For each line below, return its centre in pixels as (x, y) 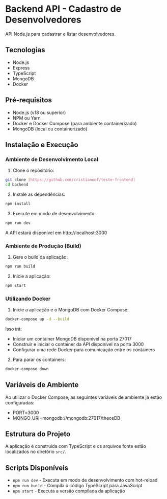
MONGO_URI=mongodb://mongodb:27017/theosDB (66, 418)
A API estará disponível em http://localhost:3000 (56, 233)
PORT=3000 (26, 413)
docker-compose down (27, 369)
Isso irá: (13, 329)
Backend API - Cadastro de (63, 9)
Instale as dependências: (39, 194)
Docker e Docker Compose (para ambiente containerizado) (75, 123)
